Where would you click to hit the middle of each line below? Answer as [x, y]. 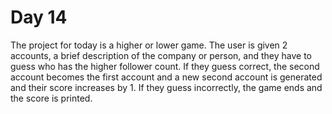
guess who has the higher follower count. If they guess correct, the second [165, 66]
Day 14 [39, 17]
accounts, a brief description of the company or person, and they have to [161, 55]
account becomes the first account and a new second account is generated [166, 77]
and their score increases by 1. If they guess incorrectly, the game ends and [166, 87]
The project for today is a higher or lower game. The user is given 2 [149, 45]
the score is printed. [51, 98]
